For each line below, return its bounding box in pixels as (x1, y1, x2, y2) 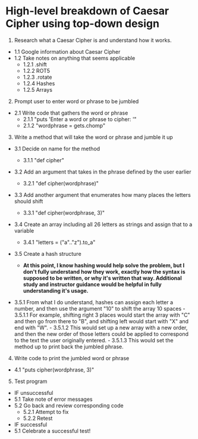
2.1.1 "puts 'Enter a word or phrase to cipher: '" (23, 115, 137, 123)
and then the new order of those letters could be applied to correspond (14, 330, 188, 338)
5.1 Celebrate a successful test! (14, 427, 91, 434)
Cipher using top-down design (5, 17, 160, 30)
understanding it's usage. (23, 287, 89, 294)
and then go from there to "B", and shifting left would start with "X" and (14, 317, 188, 324)
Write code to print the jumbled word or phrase (14, 354, 130, 361)
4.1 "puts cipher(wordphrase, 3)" (14, 366, 95, 373)
